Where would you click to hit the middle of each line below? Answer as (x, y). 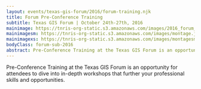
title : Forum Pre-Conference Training (54, 17)
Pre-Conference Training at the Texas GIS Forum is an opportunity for (92, 67)
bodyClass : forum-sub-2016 (40, 45)
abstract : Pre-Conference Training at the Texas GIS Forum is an (89, 50)
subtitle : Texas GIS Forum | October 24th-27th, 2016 (75, 23)
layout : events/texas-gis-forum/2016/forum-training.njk (79, 12)
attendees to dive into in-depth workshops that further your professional (95, 73)
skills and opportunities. (36, 80)
